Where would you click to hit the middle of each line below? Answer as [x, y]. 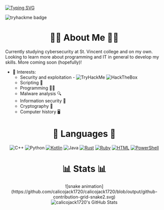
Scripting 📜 [31, 82]
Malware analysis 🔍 [41, 93]
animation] [93, 186]
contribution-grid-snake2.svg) [84, 197]
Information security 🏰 [43, 101]
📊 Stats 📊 [84, 169]
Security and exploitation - [47, 77]
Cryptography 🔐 [36, 106]
